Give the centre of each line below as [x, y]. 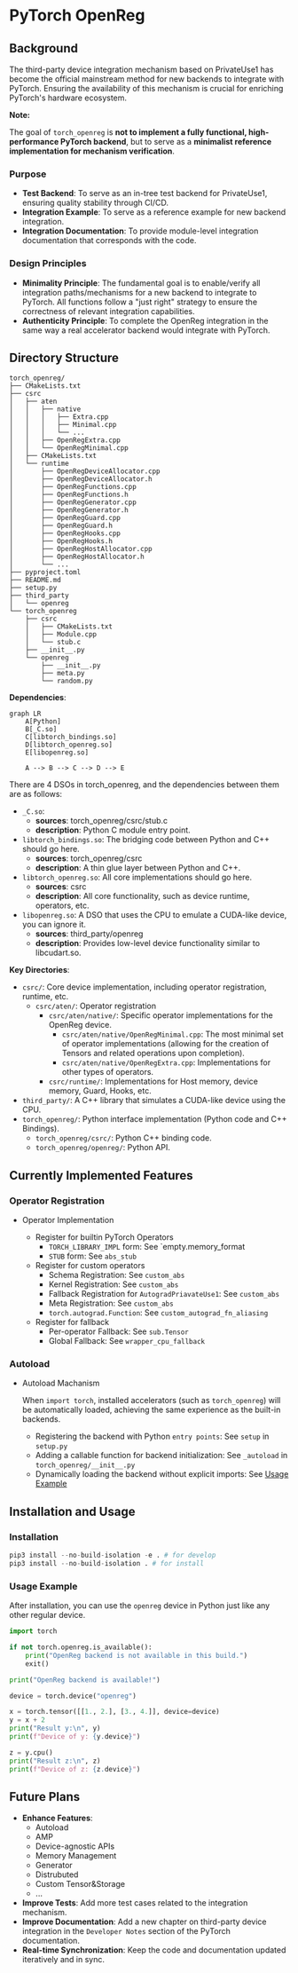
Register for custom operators [90, 1266]
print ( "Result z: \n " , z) [55, 1761]
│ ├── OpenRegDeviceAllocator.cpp [85, 471]
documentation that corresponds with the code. [109, 241]
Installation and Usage [72, 1511]
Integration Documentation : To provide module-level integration [140, 231]
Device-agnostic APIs [75, 1846]
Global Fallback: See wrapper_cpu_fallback [127, 1341]
